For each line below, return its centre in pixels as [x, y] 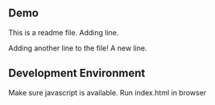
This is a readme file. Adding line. [64, 32]
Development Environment [77, 73]
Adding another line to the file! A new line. [78, 48]
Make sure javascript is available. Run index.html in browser [107, 92]
